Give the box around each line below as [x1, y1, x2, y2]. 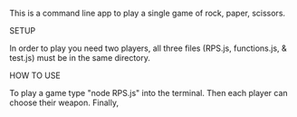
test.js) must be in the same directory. [9, 53, 151, 63]
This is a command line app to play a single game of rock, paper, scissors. [9, 8, 286, 18]
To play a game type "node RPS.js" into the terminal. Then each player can [9, 88, 288, 98]
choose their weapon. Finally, [9, 97, 120, 108]
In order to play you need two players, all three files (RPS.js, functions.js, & [9, 43, 287, 54]
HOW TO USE [9, 70, 61, 81]
